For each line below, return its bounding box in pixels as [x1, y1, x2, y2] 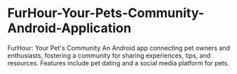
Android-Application [7, 20, 132, 36]
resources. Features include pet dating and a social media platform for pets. [7, 58, 230, 67]
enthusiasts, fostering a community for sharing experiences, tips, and [7, 51, 211, 60]
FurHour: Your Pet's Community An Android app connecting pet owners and [7, 43, 231, 52]
